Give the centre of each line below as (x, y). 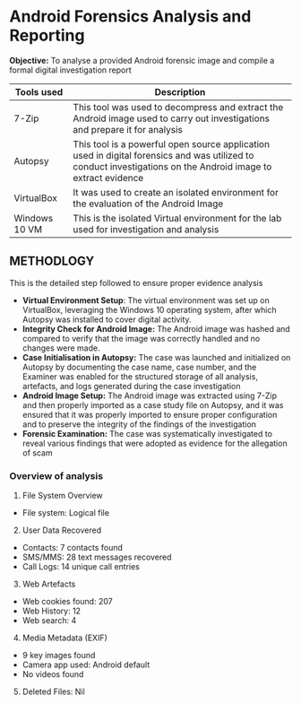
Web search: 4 (49, 621)
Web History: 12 (52, 611)
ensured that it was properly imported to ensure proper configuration (150, 414)
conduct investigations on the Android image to (172, 166)
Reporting (47, 35)
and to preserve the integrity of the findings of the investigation (139, 424)
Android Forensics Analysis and (130, 17)
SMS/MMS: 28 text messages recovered (97, 557)
